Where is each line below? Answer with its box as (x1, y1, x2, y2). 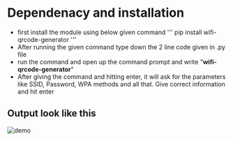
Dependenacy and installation (7, 5, 185, 21)
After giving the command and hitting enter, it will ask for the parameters (17, 72, 226, 81)
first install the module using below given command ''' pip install (17, 28, 202, 36)
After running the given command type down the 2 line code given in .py (17, 43, 225, 51)
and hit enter (17, 87, 54, 96)
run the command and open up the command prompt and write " (17, 57, 204, 66)
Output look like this (7, 107, 96, 119)
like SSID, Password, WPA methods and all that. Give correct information (17, 80, 225, 88)
